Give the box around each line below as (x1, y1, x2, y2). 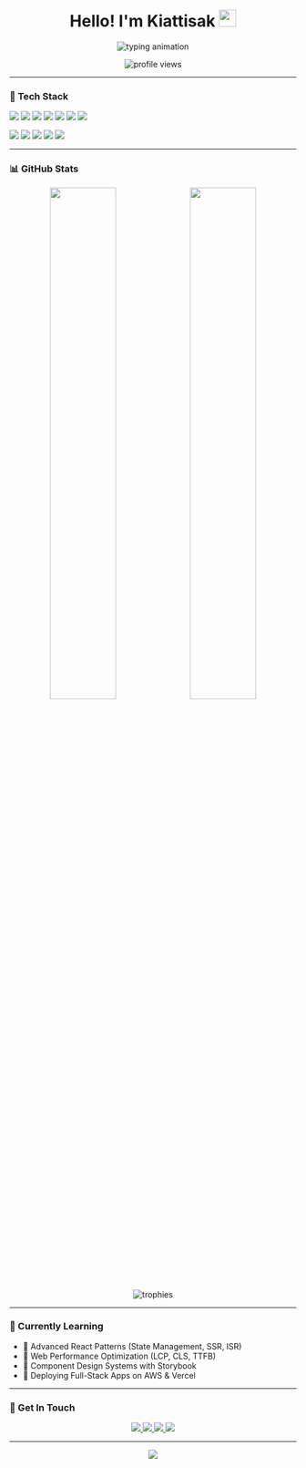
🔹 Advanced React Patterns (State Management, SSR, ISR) (22, 1340, 242, 1351)
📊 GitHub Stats (9, 162, 79, 175)
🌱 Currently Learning (9, 1320, 104, 1333)
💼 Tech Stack (9, 89, 69, 102)
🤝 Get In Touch (9, 1401, 76, 1413)
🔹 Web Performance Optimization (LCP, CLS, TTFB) (22, 1350, 217, 1361)
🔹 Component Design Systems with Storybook (22, 1359, 198, 1371)
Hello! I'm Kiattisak (69, 11, 216, 32)
